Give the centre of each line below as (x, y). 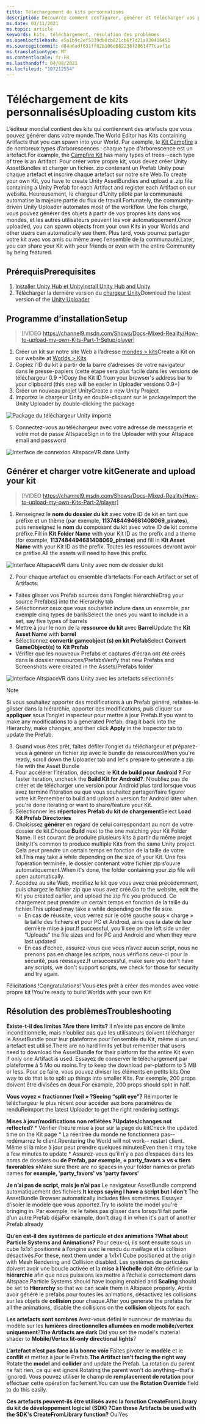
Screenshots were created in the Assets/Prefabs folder (84, 666)
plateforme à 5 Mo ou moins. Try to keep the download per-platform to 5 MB (102, 1065)
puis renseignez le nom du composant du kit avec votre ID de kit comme (106, 527)
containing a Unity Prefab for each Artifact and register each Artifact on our (101, 188)
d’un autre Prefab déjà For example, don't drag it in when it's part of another (101, 1217)
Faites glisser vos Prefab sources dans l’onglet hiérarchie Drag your (99, 595)
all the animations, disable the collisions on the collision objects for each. (99, 1307)
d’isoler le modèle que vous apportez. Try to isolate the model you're (92, 1204)
